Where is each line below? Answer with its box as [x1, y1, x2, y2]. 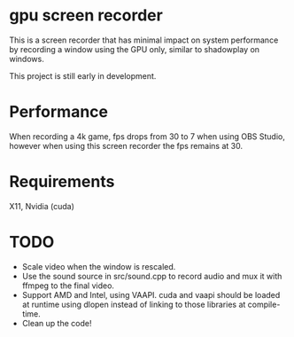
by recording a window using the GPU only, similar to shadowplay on [9, 43, 259, 54]
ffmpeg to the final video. [21, 280, 115, 291]
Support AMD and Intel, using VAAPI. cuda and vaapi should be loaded [21, 289, 281, 300]
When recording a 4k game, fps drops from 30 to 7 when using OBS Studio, [9, 130, 285, 142]
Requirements [9, 172, 115, 192]
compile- [247, 299, 281, 310]
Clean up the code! [21, 317, 92, 328]
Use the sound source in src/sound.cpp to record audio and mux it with [21, 270, 282, 281]
